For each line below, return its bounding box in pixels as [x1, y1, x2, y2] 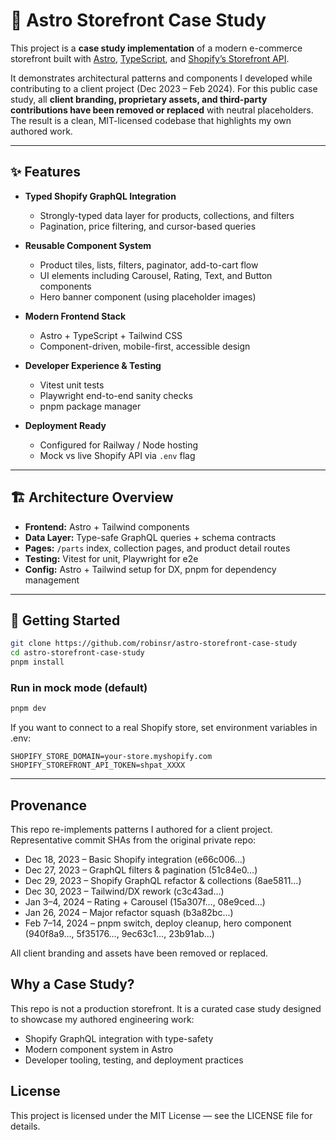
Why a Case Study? [10, 976, 135, 993]
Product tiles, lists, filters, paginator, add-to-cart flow [39, 259, 259, 271]
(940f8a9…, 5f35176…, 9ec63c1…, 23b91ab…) [24, 927, 215, 939]
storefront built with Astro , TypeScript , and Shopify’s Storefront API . [10, 52, 290, 64]
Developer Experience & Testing [24, 359, 162, 371]
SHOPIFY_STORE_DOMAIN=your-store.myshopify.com [10, 752, 213, 762]
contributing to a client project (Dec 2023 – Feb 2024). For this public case [10, 82, 318, 94]
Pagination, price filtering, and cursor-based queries [39, 220, 257, 232]
